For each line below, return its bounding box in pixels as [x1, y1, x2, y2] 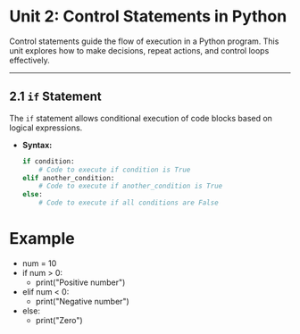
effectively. [9, 54, 51, 65]
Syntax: [21, 139, 53, 150]
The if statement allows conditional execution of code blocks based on [9, 113, 272, 123]
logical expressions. [9, 122, 83, 133]
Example [9, 229, 75, 249]
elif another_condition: [21, 173, 115, 182]
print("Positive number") [35, 277, 126, 288]
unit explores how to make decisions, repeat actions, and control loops [9, 45, 270, 55]
